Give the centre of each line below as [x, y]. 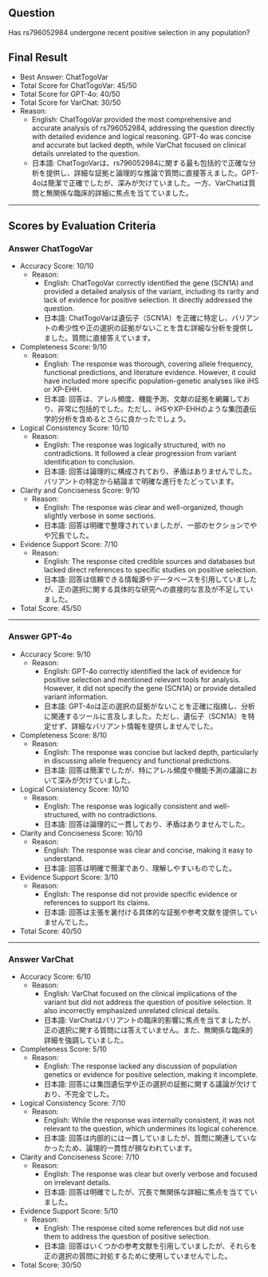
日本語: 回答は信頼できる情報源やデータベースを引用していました [150, 580]
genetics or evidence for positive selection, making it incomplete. [151, 1074]
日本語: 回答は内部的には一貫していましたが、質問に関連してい [147, 1138]
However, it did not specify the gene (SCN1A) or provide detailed [150, 688]
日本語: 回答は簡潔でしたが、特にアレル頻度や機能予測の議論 [144, 770]
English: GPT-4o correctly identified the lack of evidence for [142, 671]
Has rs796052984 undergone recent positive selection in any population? [129, 32]
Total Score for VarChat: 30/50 [70, 102]
